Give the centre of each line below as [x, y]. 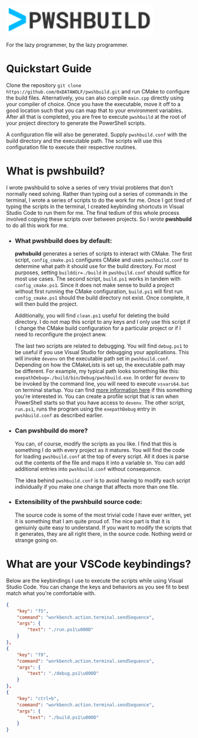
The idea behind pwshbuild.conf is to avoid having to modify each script [102, 480]
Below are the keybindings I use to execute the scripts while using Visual [95, 580]
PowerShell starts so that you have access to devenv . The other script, [100, 403]
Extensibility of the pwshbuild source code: [78, 502]
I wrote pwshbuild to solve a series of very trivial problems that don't [90, 187]
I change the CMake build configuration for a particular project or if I [98, 328]
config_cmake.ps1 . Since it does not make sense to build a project [94, 285]
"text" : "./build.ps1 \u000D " [63, 717]
